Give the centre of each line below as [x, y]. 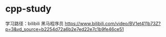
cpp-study [28, 9]
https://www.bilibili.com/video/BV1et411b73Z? [113, 23]
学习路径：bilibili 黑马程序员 [35, 23]
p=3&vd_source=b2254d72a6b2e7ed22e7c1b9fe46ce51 [65, 29]
